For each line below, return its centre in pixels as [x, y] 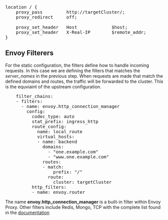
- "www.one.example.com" [78, 157]
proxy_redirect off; [46, 17]
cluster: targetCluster [82, 182]
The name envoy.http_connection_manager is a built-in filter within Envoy [83, 202]
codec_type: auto [53, 116]
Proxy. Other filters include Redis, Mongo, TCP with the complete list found [83, 207]
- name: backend [57, 142]
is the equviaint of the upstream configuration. [53, 87]
